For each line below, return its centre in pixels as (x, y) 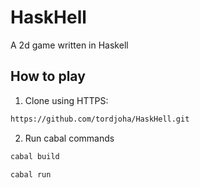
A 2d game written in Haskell (69, 45)
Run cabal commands (69, 138)
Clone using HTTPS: (66, 100)
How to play (48, 76)
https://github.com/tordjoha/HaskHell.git (100, 119)
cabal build (35, 156)
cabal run (31, 174)
